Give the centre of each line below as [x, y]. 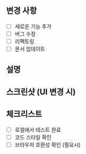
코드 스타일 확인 [33, 137]
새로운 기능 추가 [33, 26]
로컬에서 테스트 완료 [38, 129]
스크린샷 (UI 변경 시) [41, 92]
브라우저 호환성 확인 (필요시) [48, 144]
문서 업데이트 [30, 49]
